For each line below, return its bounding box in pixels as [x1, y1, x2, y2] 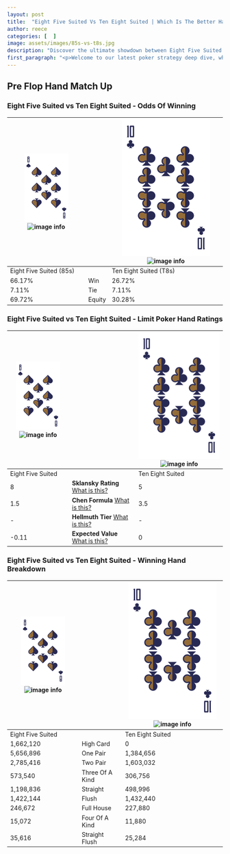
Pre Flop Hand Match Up [7, 81, 113, 92]
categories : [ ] [7, 33, 57, 40]
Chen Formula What [71, 496, 130, 504]
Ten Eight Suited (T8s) [112, 267, 175, 275]
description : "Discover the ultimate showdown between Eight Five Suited [7, 47, 222, 54]
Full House [81, 804, 112, 812]
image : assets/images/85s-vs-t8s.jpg [7, 40, 115, 47]
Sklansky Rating [71, 479, 120, 488]
